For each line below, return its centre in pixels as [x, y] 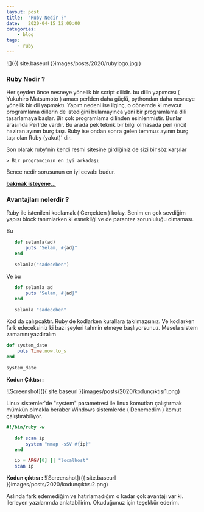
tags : [13, 40]
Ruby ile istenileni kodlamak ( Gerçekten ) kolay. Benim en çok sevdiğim [96, 213]
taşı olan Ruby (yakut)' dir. [39, 138]
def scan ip [30, 438]
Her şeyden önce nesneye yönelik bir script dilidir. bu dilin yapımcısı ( [93, 93]
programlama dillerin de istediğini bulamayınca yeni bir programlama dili [97, 112]
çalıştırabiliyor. [24, 416]
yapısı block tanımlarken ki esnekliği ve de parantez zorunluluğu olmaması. [100, 219]
